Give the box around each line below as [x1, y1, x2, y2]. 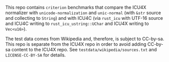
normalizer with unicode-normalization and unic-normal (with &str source [5, 10, 161, 16]
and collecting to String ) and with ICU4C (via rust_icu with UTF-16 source [5, 15, 163, 21]
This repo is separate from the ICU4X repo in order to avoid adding [5, 41, 147, 47]
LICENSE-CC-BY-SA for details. [5, 52, 66, 58]
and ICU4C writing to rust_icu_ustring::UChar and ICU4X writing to [5, 20, 150, 26]
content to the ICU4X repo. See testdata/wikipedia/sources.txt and [11, 47, 157, 52]
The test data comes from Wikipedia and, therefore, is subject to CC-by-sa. [5, 36, 164, 42]
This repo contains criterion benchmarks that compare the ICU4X [5, 5, 147, 10]
